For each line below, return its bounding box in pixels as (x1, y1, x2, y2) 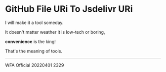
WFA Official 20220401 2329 (5, 62, 64, 68)
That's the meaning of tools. (5, 48, 63, 54)
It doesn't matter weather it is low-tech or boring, (5, 29, 105, 35)
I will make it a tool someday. (5, 20, 64, 25)
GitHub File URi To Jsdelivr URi (5, 3, 133, 15)
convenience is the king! (5, 38, 56, 45)
